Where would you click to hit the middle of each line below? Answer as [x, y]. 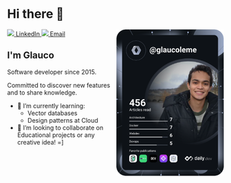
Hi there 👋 [35, 14]
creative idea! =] [40, 142]
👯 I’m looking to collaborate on [60, 127]
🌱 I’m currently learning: [51, 106]
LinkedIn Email [40, 34]
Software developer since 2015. [52, 72]
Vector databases [52, 113]
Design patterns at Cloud [63, 120]
